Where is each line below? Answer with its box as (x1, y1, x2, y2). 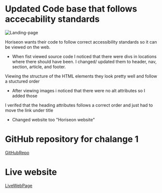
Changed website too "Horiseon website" (12, 117, 96, 122)
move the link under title (5, 107, 53, 113)
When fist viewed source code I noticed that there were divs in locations (12, 53, 157, 59)
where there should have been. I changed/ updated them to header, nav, (12, 59, 157, 64)
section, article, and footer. (12, 64, 66, 70)
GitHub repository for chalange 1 (5, 134, 139, 145)
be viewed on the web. (5, 44, 51, 50)
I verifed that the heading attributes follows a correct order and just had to (5, 102, 153, 108)
